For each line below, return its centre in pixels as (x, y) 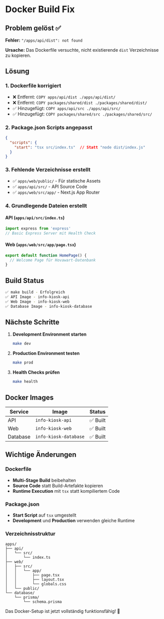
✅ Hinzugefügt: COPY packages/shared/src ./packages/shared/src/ (82, 114)
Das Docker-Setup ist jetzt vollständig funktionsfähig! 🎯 (63, 611)
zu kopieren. (18, 55)
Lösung (17, 71)
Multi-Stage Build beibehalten (44, 480)
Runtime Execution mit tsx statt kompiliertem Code (66, 491)
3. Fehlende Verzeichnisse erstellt (48, 170)
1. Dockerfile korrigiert (33, 86)
